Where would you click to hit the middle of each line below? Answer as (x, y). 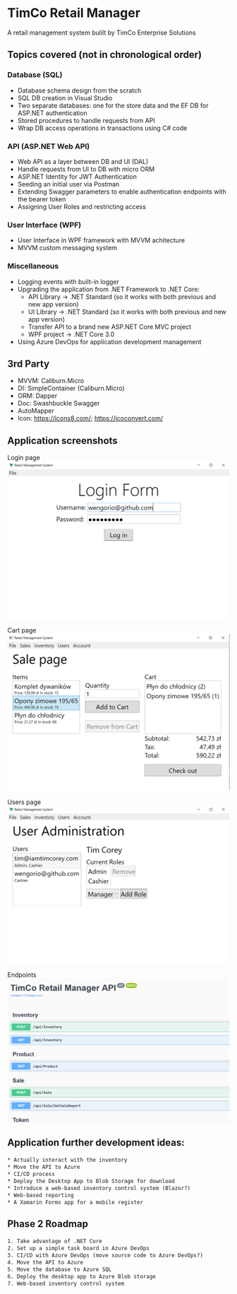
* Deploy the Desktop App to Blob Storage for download (91, 1181)
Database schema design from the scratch (79, 90)
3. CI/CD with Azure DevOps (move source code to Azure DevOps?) (105, 1255)
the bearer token (42, 199)
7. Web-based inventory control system (66, 1283)
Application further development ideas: (96, 1143)
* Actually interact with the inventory (68, 1160)
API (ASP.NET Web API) (49, 146)
